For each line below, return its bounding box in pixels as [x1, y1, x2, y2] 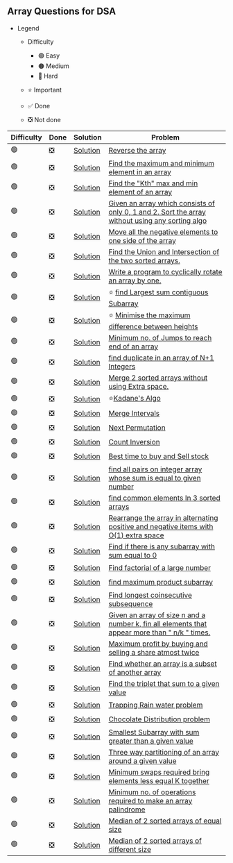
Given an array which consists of [108, 198, 215, 208]
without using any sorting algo [108, 215, 207, 225]
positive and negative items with [108, 521, 214, 531]
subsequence [108, 598, 153, 608]
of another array [108, 667, 162, 677]
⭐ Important [27, 85, 62, 94]
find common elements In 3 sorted [108, 493, 221, 503]
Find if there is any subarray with [108, 542, 215, 551]
